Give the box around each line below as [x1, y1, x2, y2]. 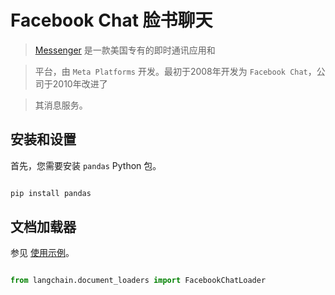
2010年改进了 [52, 77, 108, 90]
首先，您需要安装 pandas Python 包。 [10, 159, 162, 171]
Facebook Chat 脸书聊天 [10, 9, 213, 32]
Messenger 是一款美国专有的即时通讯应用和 [34, 44, 216, 56]
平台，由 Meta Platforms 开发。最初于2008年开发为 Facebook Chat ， [34, 65, 317, 77]
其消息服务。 [34, 99, 88, 111]
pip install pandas [10, 188, 92, 198]
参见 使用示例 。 [10, 247, 75, 259]
